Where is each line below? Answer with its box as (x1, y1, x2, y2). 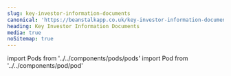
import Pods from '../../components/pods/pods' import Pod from (7, 54, 188, 62)
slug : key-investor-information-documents (7, 10, 131, 17)
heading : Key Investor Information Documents (7, 23, 140, 29)
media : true (7, 29, 41, 36)
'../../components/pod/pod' (7, 62, 84, 70)
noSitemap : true (7, 36, 54, 42)
